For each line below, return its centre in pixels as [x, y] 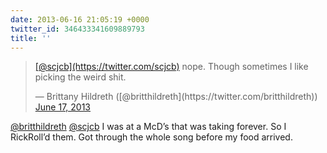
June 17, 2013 [62, 107]
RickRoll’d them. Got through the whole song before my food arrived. [151, 137]
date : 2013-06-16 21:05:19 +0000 [80, 19]
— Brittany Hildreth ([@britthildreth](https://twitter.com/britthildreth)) [176, 97]
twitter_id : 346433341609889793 [77, 29]
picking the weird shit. [80, 77]
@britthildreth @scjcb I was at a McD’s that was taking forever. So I [148, 127]
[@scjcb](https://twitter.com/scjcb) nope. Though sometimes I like [171, 67]
